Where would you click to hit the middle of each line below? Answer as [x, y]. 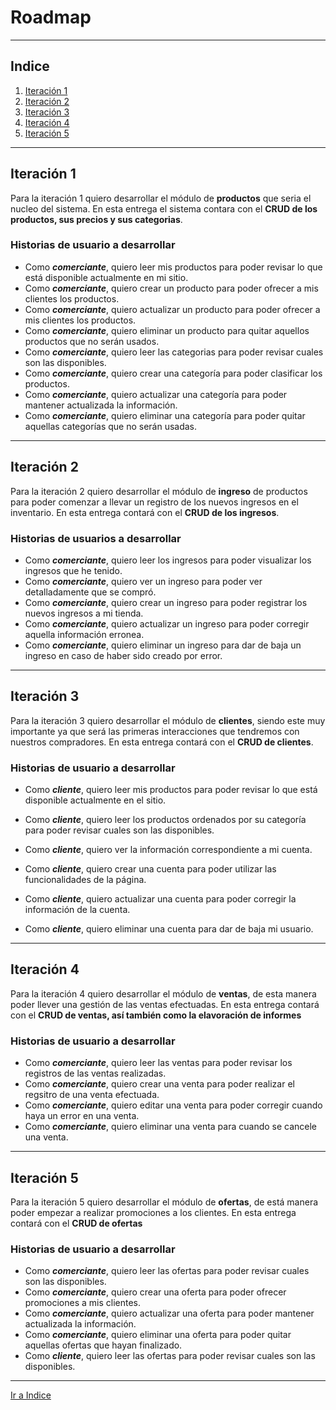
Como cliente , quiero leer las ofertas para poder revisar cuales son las [170, 1356]
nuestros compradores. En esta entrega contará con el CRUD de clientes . [162, 742]
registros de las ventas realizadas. [95, 1073]
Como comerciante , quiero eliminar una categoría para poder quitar [165, 415]
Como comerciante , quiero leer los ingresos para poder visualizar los [168, 560]
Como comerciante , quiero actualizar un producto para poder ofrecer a [172, 309]
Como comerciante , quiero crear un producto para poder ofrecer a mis [171, 288]
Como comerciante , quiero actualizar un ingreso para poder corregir [167, 623]
